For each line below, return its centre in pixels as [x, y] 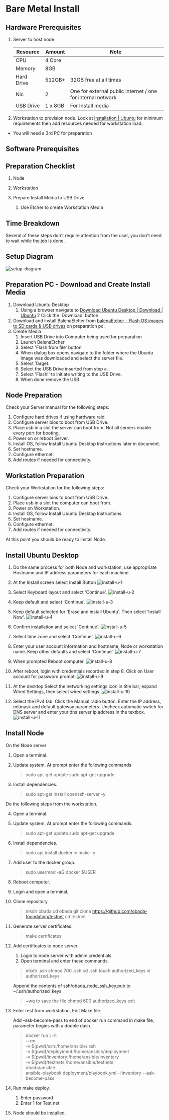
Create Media [27, 331]
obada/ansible [40, 1067]
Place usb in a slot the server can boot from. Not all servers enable [82, 428]
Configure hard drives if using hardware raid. [59, 417]
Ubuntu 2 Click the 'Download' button [59, 315]
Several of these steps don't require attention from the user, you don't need [84, 236]
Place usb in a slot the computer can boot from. [62, 503]
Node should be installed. [39, 1112]
